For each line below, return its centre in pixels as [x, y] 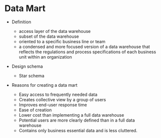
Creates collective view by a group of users [63, 99]
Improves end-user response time [53, 105]
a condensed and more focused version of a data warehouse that [84, 46]
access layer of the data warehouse [55, 31]
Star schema [32, 76]
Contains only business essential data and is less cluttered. [78, 130]
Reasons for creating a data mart [45, 85]
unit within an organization [45, 57]
